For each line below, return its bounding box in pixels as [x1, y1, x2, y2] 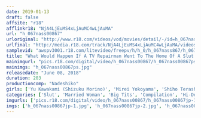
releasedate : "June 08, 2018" [6, 70, 82, 76]
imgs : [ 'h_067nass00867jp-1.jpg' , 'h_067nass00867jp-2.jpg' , [6, 103, 162, 109]
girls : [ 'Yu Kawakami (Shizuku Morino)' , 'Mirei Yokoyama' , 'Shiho [6, 86, 178, 92]
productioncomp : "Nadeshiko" [6, 81, 79, 87]
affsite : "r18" [6, 20, 44, 26]
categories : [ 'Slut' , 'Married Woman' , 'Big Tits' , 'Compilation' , [6, 92, 178, 98]
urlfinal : [6, 42, 31, 48]
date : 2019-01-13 [6, 8, 50, 15]
